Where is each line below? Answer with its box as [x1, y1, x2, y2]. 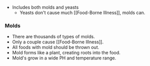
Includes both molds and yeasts [12, 5, 79, 10]
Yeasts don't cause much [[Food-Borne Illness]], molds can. [19, 10, 145, 16]
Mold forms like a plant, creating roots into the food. [12, 50, 121, 56]
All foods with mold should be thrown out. [12, 44, 99, 50]
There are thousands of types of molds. [12, 34, 95, 40]
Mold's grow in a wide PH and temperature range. [12, 55, 117, 61]
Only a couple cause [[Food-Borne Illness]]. [12, 39, 104, 45]
